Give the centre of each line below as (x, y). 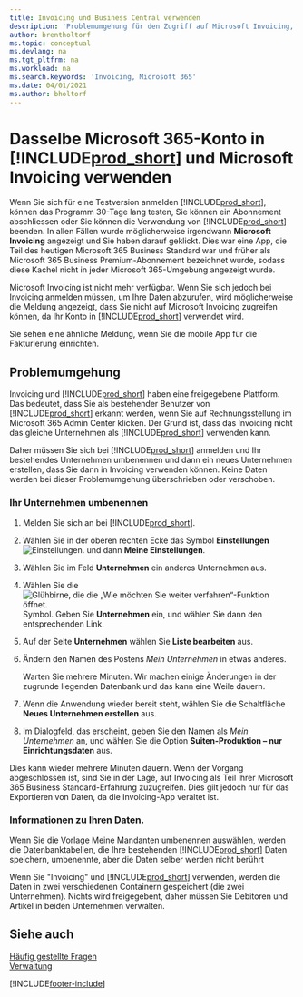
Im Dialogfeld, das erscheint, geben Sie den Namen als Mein (135, 731)
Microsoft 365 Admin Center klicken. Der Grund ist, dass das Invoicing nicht (151, 423)
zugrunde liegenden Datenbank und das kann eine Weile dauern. (144, 686)
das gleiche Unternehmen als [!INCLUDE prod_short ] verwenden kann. (140, 433)
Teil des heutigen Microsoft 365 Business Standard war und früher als (140, 251)
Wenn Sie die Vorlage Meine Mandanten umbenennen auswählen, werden (147, 840)
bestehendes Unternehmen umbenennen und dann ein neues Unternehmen (151, 460)
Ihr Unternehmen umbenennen (79, 503)
